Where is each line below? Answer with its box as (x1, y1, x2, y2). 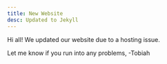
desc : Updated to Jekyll (7, 17, 79, 23)
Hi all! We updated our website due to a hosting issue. (7, 35, 161, 43)
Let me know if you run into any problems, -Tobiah (7, 49, 150, 57)
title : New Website (7, 10, 63, 17)
